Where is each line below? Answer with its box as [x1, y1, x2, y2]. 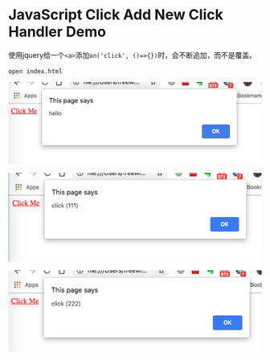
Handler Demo [8, 22, 107, 41]
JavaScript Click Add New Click [8, 6, 223, 24]
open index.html [8, 67, 63, 76]
